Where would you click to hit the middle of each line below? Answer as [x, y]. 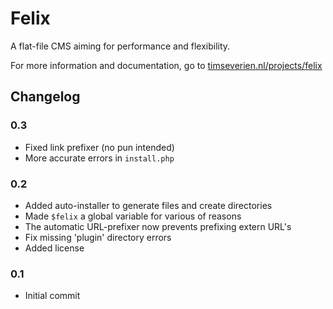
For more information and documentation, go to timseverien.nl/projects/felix [166, 65]
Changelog [45, 97]
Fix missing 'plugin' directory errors [98, 237]
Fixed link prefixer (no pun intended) [99, 147]
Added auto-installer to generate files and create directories [148, 205]
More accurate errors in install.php [99, 158]
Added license [54, 248]
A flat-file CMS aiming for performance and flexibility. [120, 46]
